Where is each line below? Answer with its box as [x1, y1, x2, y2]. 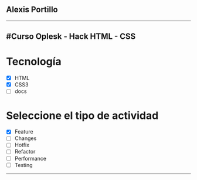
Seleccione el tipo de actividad [6, 109, 159, 122]
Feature [14, 128, 33, 135]
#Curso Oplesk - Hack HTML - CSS [6, 32, 136, 42]
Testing [14, 161, 33, 168]
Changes [14, 135, 37, 142]
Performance [14, 155, 47, 162]
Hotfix [14, 141, 30, 149]
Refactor [14, 148, 36, 155]
